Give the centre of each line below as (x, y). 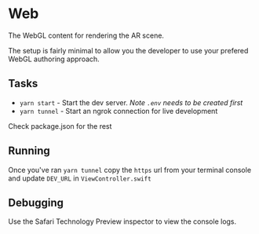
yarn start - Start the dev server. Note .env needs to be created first (131, 102)
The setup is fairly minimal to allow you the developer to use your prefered (128, 50)
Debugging (36, 202)
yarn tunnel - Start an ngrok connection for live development (119, 111)
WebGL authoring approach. (54, 59)
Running (29, 151)
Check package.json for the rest (60, 126)
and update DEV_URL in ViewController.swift (80, 178)
